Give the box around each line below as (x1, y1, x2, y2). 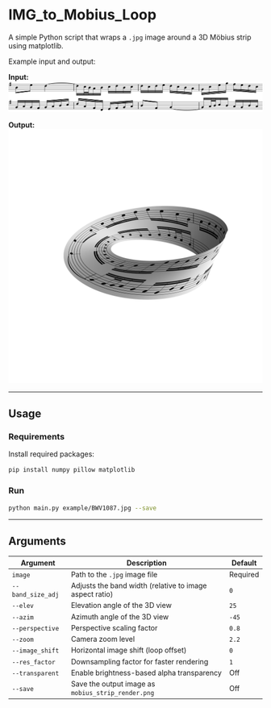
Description (126, 558, 167, 568)
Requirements (8, 431, 65, 442)
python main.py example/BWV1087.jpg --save (8, 504, 157, 513)
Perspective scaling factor (71, 623, 158, 632)
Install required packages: (8, 449, 95, 459)
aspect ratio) (71, 589, 114, 598)
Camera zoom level (71, 635, 135, 643)
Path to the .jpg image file (71, 569, 158, 579)
